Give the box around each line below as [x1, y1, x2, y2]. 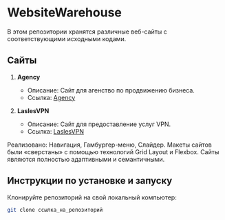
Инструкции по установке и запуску [7, 175, 173, 186]
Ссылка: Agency [27, 93, 76, 101]
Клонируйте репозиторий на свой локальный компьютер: [7, 193, 177, 201]
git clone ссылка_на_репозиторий [7, 206, 103, 213]
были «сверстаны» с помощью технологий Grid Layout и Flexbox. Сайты [7, 147, 219, 156]
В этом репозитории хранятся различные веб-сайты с [7, 27, 167, 36]
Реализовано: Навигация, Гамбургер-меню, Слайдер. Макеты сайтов [7, 140, 212, 149]
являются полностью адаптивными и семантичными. [7, 155, 165, 163]
